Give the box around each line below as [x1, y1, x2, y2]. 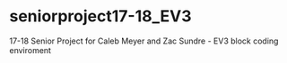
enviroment [9, 44, 52, 55]
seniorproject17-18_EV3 [9, 6, 192, 27]
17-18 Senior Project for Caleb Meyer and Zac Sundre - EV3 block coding [9, 35, 279, 46]
